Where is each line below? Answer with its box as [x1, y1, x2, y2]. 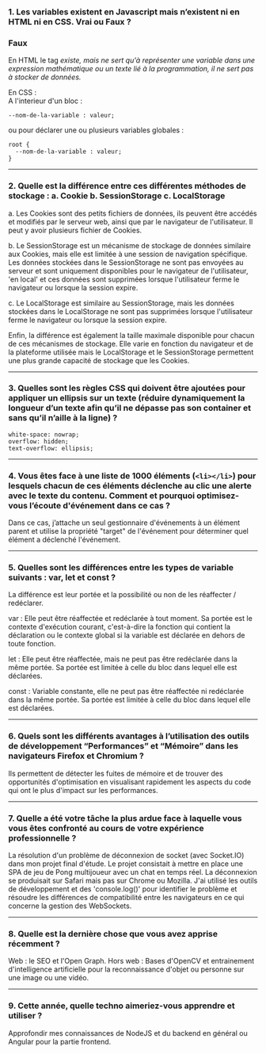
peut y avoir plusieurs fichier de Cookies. [8, 225, 142, 235]
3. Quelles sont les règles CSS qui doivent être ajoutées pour [8, 383, 245, 394]
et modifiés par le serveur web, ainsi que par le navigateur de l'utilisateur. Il [8, 217, 253, 226]
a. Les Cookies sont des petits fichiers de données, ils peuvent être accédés [8, 209, 257, 218]
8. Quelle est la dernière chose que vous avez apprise [8, 928, 218, 939]
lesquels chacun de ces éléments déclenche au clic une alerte [8, 480, 252, 491]
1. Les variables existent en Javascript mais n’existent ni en [8, 6, 240, 17]
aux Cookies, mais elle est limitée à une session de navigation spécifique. [8, 249, 248, 259]
